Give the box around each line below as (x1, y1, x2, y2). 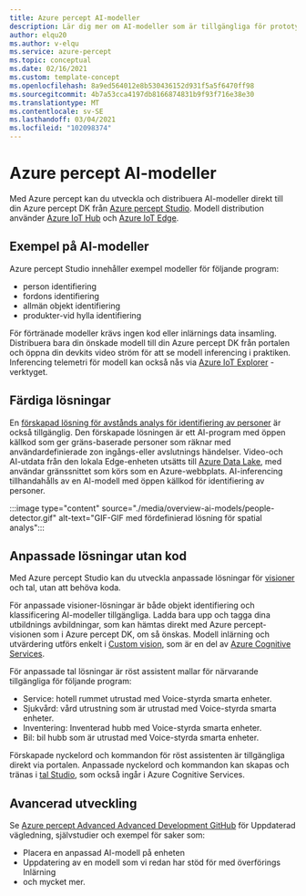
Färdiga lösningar (9, 393, 111, 409)
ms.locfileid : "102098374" (9, 124, 112, 133)
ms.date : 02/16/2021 (9, 65, 88, 74)
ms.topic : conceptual (9, 56, 92, 65)
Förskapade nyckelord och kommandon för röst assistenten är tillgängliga (9, 750, 285, 761)
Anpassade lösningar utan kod (9, 548, 187, 564)
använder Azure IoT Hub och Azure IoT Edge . (9, 212, 179, 224)
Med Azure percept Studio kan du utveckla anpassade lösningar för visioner (9, 572, 295, 584)
